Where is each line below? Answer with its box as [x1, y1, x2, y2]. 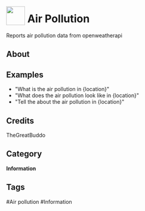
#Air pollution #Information [6, 198, 73, 205]
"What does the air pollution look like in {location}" [14, 92, 139, 99]
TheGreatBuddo [6, 131, 46, 138]
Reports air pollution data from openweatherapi [6, 32, 122, 39]
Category [6, 149, 42, 159]
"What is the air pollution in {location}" [14, 86, 109, 93]
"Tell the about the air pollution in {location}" [14, 98, 125, 106]
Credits [6, 116, 35, 126]
